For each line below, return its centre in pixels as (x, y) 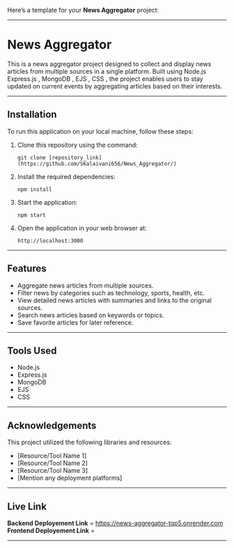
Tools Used (32, 351)
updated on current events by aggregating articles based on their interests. (115, 86)
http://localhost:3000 (50, 241)
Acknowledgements (52, 425)
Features (27, 268)
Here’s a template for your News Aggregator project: (83, 10)
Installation (32, 115)
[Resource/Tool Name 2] (53, 463)
